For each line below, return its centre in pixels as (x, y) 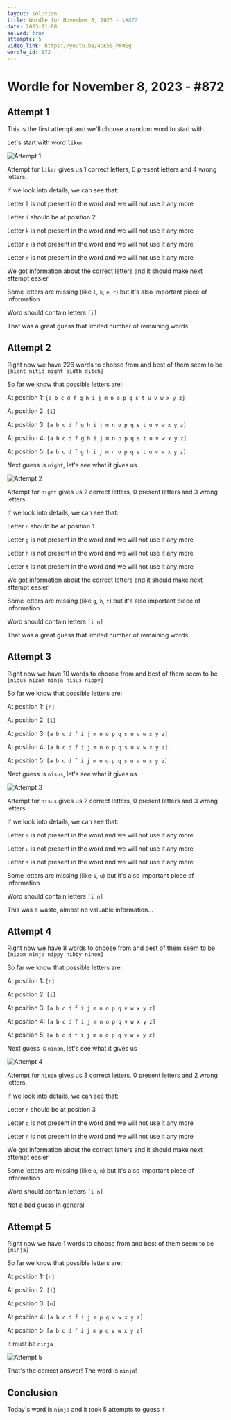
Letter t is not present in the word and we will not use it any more (101, 566)
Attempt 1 (28, 112)
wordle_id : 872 (29, 53)
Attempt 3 (29, 657)
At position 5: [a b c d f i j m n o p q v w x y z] (82, 1035)
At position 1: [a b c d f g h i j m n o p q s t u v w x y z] (96, 397)
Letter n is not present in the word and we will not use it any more (101, 1137)
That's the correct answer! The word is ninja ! (72, 1371)
